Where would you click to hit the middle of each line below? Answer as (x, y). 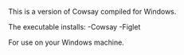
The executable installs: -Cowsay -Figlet (74, 27)
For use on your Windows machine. (67, 42)
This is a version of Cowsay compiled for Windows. (92, 12)
